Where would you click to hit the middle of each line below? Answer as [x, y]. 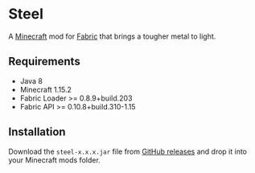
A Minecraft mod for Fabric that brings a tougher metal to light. [112, 36]
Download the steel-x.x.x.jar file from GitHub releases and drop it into [128, 151]
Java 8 [31, 80]
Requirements [44, 62]
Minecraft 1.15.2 [46, 89]
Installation [37, 132]
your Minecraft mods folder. [54, 160]
